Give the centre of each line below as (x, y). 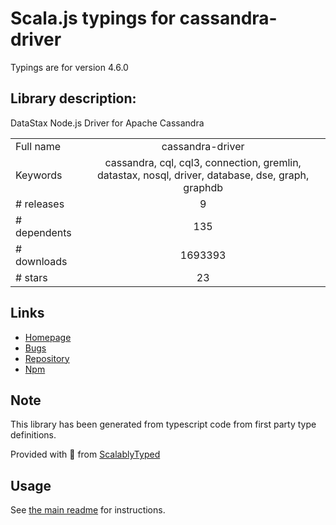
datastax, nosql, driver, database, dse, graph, (203, 175)
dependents (43, 232)
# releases (40, 204)
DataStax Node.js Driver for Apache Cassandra (107, 123)
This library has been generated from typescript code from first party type (163, 424)
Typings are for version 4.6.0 (69, 67)
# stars (31, 277)
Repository (47, 358)
